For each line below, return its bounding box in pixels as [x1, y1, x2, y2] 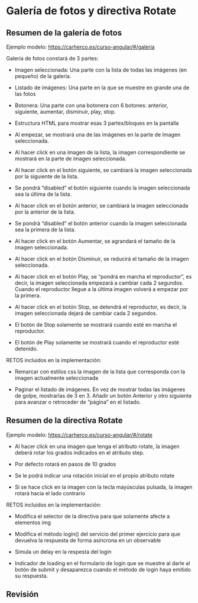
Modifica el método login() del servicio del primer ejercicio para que [14, 530, 180, 537]
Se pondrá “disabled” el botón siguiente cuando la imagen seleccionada [14, 185, 190, 191]
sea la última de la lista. [14, 191, 72, 198]
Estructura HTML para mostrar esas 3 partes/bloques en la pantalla [14, 120, 179, 127]
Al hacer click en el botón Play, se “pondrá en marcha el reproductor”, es [14, 273, 192, 280]
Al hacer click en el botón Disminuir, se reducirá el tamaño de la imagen [14, 256, 189, 262]
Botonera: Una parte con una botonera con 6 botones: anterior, [14, 102, 168, 109]
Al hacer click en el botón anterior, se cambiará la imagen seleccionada [14, 202, 189, 209]
